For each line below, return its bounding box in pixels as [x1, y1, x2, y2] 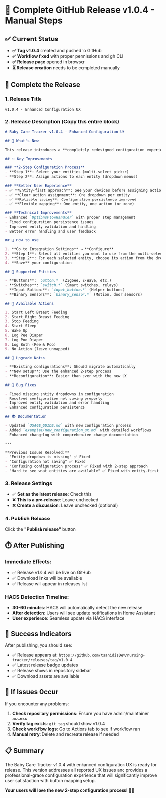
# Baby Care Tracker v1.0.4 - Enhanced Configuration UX [5, 129, 125, 134]
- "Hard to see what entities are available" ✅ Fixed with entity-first [5, 469, 159, 474]
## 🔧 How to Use [5, 238, 39, 242]
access [12, 716, 27, 721]
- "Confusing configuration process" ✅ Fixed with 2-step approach [5, 464, 148, 469]
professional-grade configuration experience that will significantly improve [5, 772, 157, 778]
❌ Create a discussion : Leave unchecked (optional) [12, 502, 118, 508]
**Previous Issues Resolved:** [5, 450, 70, 455]
